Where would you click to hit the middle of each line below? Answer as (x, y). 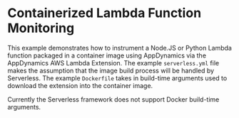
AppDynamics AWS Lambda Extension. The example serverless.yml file (113, 63)
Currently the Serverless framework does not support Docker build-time (113, 99)
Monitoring (41, 28)
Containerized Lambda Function (105, 13)
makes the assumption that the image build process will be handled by (111, 70)
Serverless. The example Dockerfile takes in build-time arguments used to (117, 78)
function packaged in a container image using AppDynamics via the (107, 55)
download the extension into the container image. (80, 85)
